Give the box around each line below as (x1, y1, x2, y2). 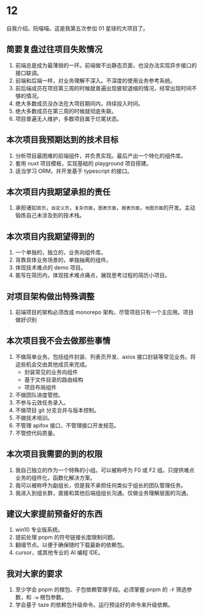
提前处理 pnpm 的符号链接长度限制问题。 (15, 533, 119, 541)
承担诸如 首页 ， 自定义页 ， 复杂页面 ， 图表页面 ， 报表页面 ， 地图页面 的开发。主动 (15, 204, 196, 211)
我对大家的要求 (6, 568, 63, 579)
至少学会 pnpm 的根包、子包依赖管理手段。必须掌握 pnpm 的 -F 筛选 (15, 586, 187, 593)
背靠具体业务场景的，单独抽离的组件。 (15, 256, 112, 264)
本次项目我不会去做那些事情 (6, 336, 111, 346)
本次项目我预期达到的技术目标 (6, 135, 119, 145)
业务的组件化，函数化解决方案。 (15, 474, 96, 481)
